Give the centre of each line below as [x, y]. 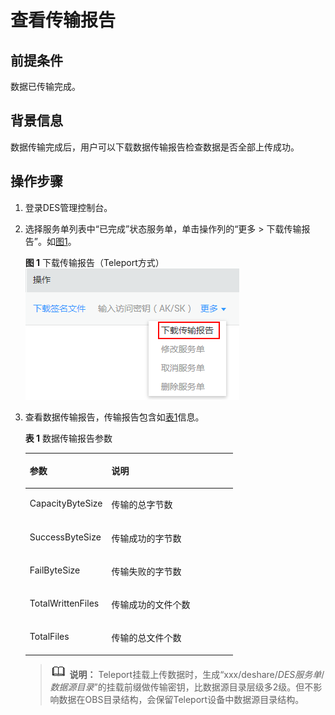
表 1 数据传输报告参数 [68, 438]
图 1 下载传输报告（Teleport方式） [94, 262]
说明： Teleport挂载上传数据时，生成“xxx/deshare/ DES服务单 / [197, 674]
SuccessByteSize [65, 537]
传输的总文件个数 [146, 638]
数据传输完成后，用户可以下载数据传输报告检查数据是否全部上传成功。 [155, 147]
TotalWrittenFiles [64, 603]
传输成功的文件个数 [151, 605]
